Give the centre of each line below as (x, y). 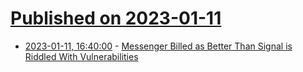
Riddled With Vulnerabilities (81, 56)
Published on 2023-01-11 (116, 18)
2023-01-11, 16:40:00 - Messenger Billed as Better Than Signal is (158, 46)
